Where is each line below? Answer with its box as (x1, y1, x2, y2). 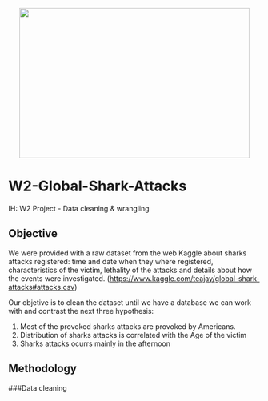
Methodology (8, 362, 78, 375)
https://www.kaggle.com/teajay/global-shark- (109, 273, 260, 283)
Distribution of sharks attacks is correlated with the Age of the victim (19, 330, 247, 339)
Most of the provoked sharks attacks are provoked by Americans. (19, 321, 236, 331)
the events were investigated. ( (8, 273, 110, 283)
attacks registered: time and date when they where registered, (8, 256, 214, 266)
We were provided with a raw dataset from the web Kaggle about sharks (8, 248, 247, 258)
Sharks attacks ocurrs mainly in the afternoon (19, 339, 170, 348)
